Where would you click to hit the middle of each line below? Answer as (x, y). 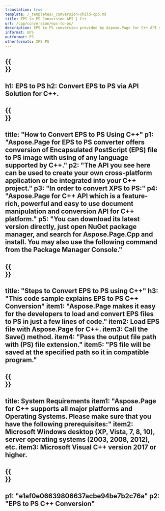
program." (21, 360)
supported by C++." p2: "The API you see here (78, 165)
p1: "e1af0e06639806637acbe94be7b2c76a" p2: (82, 496)
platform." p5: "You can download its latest (72, 219)
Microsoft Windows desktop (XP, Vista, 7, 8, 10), (80, 432)
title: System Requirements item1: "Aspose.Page (81, 401)
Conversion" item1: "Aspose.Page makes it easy (80, 306)
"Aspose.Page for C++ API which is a (63, 196)
